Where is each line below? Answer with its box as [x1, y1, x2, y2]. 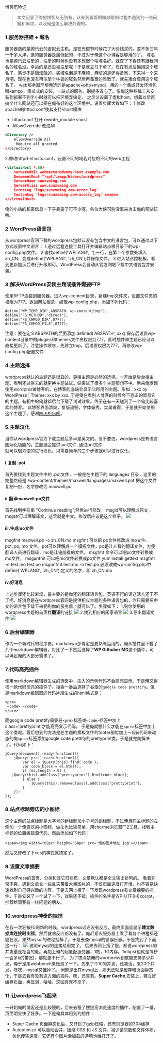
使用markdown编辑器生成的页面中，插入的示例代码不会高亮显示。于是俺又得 [5, 678, 158, 684]
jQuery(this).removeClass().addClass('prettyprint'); [31, 781, 142, 786]
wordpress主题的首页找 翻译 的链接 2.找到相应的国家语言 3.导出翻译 [5, 609, 150, 615]
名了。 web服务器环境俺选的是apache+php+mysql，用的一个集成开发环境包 [5, 82, 157, 88]
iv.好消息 [5, 579, 23, 586]
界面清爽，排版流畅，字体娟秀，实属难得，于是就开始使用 [40, 404, 155, 410]
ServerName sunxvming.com [14, 179, 66, 183]
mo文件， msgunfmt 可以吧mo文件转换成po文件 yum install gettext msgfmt [5, 555, 155, 561]
